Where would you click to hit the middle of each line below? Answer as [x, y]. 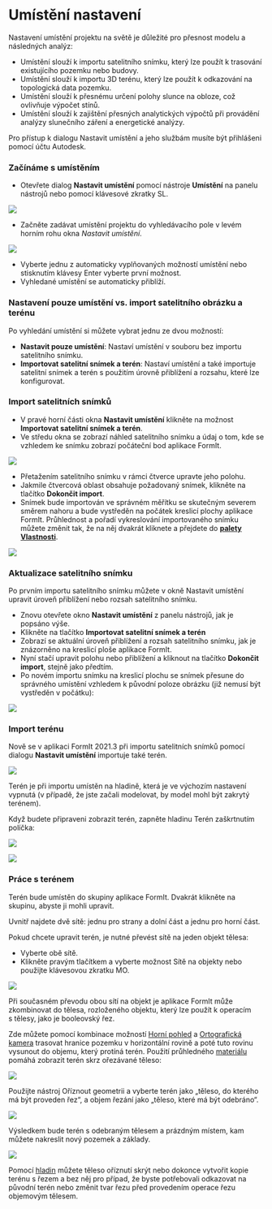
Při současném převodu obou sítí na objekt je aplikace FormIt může [121, 1001]
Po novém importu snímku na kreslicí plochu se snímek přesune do [132, 676]
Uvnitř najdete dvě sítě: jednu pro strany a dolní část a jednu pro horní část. [134, 921]
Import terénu [36, 729]
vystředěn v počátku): [57, 693]
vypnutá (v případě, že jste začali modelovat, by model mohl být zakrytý [129, 795]
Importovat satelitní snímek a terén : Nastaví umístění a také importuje [138, 364]
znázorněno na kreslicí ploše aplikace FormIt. [96, 650]
